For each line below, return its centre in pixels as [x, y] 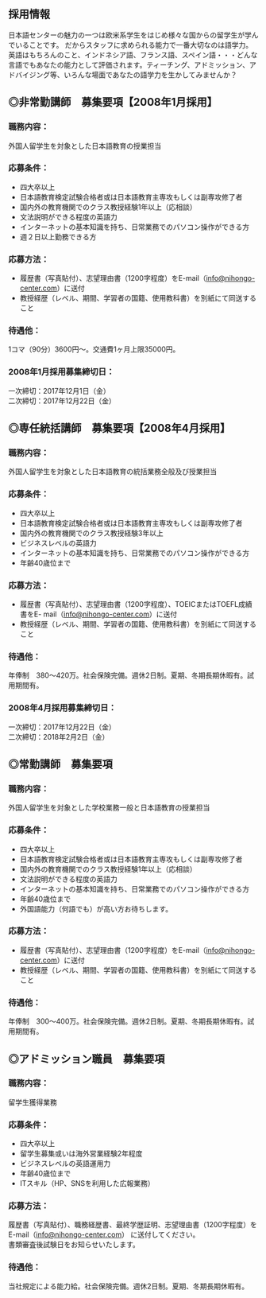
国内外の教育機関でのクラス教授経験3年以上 [92, 533]
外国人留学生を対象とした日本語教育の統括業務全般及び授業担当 [112, 472]
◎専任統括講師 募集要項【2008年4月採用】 [120, 428]
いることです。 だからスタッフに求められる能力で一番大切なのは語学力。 [134, 45]
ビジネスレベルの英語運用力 [65, 1164]
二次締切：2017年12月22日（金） [62, 401]
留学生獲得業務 [33, 1102]
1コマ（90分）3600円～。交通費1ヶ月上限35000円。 [94, 349]
